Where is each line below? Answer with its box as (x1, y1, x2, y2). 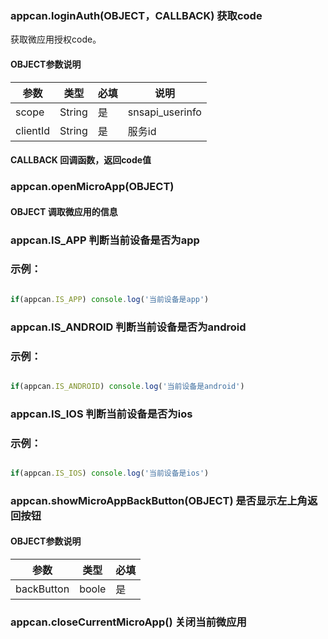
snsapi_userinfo (127, 105, 202, 119)
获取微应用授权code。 (10, 33, 102, 46)
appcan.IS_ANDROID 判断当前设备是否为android (10, 320, 247, 334)
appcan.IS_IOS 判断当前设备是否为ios (10, 407, 193, 421)
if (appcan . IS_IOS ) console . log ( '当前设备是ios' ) (10, 468, 210, 479)
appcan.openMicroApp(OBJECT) (10, 180, 175, 194)
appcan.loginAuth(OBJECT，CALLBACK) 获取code (10, 8, 263, 22)
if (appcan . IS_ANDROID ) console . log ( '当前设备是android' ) (10, 381, 245, 391)
